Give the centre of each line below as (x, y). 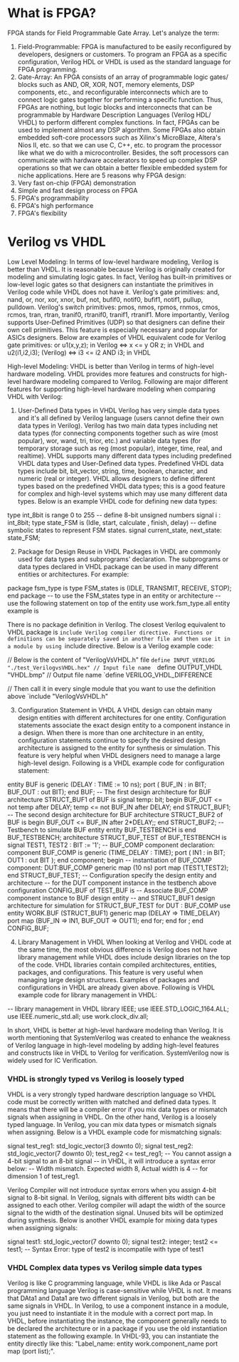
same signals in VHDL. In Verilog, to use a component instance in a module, (118, 1306)
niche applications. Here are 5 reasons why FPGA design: (102, 175)
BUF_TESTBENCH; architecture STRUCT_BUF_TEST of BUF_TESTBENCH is (117, 837)
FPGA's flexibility (42, 213)
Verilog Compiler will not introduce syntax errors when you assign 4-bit (112, 1190)
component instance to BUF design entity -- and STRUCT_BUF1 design (111, 898)
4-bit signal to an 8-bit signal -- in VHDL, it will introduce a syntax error (112, 1161)
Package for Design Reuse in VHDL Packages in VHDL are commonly (119, 551)
